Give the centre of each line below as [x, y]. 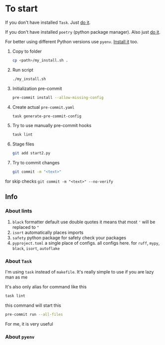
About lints [19, 211]
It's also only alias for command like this [46, 287]
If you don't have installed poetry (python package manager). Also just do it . [83, 32]
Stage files [23, 144]
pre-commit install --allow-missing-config [58, 97]
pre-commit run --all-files [34, 314]
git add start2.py [31, 153]
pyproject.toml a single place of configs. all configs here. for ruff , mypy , [86, 243]
